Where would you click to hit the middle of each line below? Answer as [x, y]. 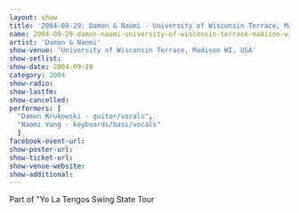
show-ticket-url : [41, 158]
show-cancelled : [39, 100]
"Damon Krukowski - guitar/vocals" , [85, 116]
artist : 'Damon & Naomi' [55, 42]
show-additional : [41, 174]
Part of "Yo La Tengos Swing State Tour [82, 200]
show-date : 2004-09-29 [51, 67]
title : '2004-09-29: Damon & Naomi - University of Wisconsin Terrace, [145, 26]
